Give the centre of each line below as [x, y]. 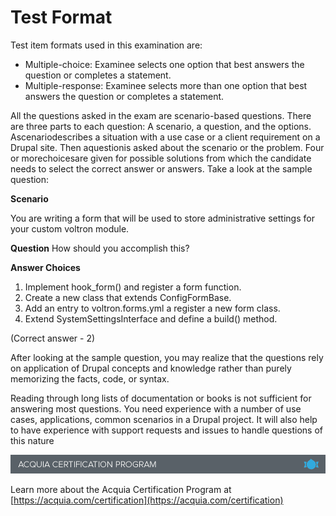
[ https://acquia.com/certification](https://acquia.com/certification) [147, 500]
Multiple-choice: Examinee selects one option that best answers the [164, 64]
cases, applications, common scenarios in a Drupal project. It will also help [164, 419]
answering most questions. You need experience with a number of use [156, 408]
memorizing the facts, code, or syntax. [90, 378]
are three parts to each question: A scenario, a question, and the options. [161, 126]
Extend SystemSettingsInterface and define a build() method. [151, 318]
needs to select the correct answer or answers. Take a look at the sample [161, 168]
